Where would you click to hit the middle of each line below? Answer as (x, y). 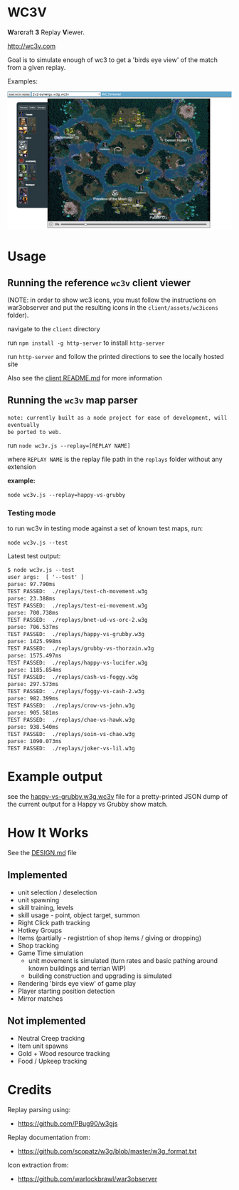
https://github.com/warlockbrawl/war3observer (87, 1179)
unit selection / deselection (57, 892)
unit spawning (38, 899)
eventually (23, 425)
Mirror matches (40, 998)
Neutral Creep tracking (51, 1038)
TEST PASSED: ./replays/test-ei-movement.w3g (78, 606)
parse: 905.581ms (33, 713)
